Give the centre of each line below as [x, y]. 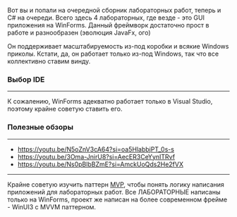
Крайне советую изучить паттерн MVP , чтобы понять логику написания [116, 184]
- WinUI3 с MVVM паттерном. [52, 206]
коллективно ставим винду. [49, 61]
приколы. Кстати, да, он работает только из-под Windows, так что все [113, 54]
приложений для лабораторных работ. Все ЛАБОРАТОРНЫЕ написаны [114, 192]
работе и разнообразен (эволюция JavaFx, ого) [79, 32]
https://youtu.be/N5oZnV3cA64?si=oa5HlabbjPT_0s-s [96, 149]
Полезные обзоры [41, 128]
